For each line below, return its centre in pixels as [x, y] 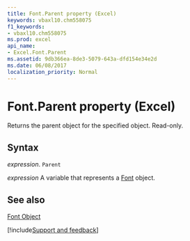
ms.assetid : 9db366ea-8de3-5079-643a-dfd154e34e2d [82, 59]
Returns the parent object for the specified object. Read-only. [95, 125]
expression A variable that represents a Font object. [81, 178]
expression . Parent [34, 164]
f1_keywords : [26, 26]
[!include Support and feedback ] [53, 230]
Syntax [23, 147]
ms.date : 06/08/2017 [37, 65]
